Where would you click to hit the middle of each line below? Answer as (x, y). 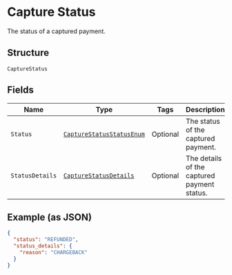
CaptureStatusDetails (99, 176)
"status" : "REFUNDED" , (46, 240)
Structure (28, 53)
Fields (21, 90)
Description (205, 109)
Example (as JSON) (49, 217)
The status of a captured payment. (56, 31)
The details (204, 158)
